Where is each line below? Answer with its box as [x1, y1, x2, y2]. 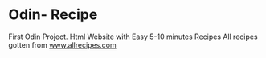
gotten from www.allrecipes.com [8, 40, 117, 49]
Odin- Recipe [8, 6, 98, 24]
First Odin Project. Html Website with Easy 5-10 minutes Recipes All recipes [8, 32, 259, 41]
